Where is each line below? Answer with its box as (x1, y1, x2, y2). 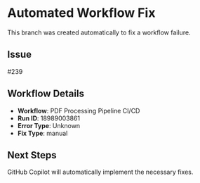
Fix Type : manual (17, 129, 68, 137)
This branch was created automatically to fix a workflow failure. (7, 28, 191, 37)
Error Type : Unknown (17, 121, 81, 130)
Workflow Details (7, 88, 84, 100)
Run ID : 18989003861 (17, 114, 81, 122)
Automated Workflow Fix (7, 5, 156, 21)
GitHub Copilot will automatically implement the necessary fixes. (7, 168, 194, 177)
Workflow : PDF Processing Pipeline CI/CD (17, 106, 140, 115)
